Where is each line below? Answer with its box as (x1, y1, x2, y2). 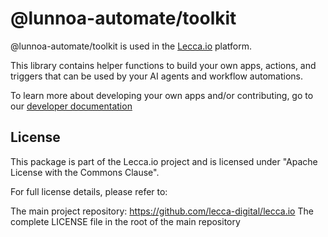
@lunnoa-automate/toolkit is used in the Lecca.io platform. (10, 40, 252, 52)
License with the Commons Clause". (10, 166, 160, 178)
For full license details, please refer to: (10, 185, 168, 197)
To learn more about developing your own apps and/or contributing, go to (10, 89, 314, 101)
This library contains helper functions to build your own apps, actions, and (10, 59, 317, 71)
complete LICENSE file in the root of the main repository (10, 215, 241, 227)
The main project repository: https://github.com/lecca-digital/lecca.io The (10, 205, 314, 217)
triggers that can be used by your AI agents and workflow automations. (10, 70, 304, 82)
